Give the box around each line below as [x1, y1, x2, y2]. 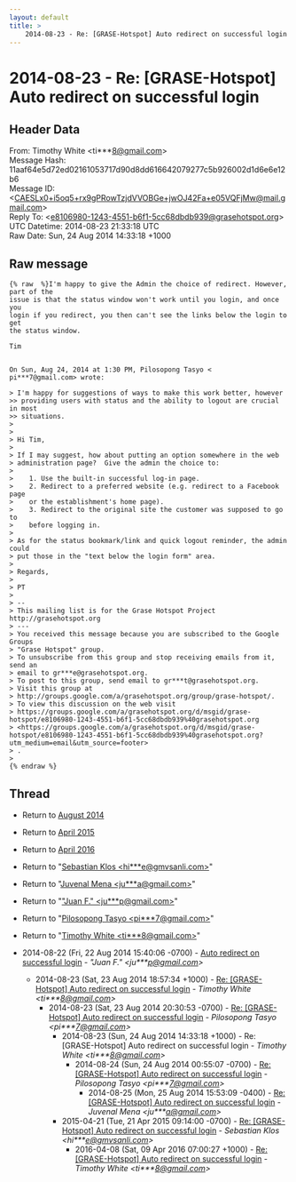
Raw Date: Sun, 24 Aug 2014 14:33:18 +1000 [9, 230, 171, 241]
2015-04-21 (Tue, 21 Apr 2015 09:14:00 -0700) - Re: [61, 1116, 252, 1126]
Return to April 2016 [21, 844, 96, 854]
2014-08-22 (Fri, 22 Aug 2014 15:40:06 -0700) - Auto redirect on [21, 947, 260, 958]
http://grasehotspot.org [9, 614, 101, 623]
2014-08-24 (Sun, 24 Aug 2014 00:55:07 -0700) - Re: [74, 1059, 272, 1069]
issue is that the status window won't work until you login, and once [9, 295, 279, 305]
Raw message [9, 256, 89, 271]
